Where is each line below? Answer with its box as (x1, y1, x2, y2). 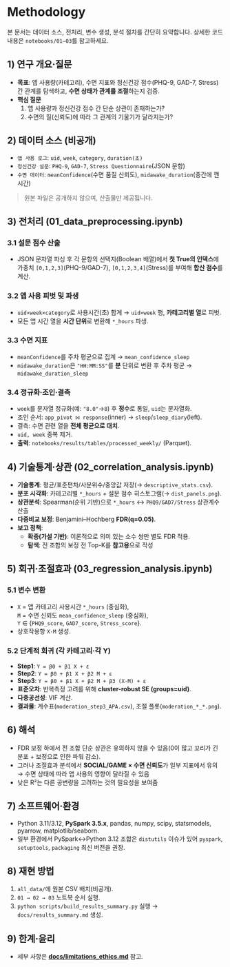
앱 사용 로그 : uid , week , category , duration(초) (17, 153, 143, 162)
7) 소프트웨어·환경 (7, 800, 80, 812)
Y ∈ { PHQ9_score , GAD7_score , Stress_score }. (17, 618, 143, 627)
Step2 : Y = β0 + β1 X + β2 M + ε (17, 669, 112, 678)
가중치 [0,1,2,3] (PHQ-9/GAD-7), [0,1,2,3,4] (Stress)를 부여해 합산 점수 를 (17, 263, 223, 272)
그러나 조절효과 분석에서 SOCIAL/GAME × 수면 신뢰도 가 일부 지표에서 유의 (17, 761, 218, 769)
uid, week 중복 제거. (17, 430, 73, 438)
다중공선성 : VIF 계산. (17, 693, 73, 702)
